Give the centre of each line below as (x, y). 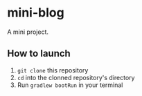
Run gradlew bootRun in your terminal (70, 85)
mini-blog (36, 13)
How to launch (39, 54)
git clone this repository (53, 70)
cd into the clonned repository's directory (76, 77)
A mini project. (28, 32)
